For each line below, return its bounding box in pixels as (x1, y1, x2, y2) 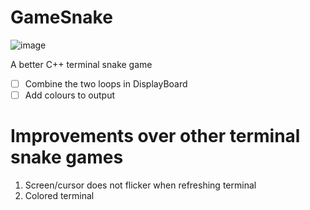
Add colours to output (24, 89, 116, 101)
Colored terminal (24, 190, 95, 201)
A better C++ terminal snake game (10, 58, 153, 70)
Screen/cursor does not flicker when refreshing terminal (24, 179, 257, 191)
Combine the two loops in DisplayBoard (24, 77, 188, 90)
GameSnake (10, 6, 113, 29)
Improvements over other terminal (10, 125, 301, 148)
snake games (10, 146, 124, 169)
